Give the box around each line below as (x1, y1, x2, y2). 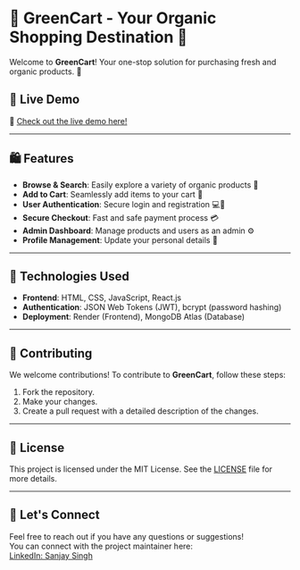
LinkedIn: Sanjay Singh (9, 549, 94, 561)
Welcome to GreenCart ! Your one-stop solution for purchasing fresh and (9, 56, 277, 67)
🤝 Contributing (9, 346, 93, 361)
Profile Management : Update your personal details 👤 (21, 234, 219, 245)
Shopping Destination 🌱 (9, 27, 188, 47)
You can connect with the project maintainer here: (9, 541, 194, 551)
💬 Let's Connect (9, 507, 100, 523)
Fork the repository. (21, 387, 96, 398)
